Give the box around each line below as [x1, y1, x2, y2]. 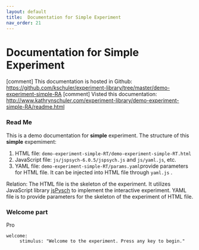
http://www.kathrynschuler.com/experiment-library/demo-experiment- [6, 97, 180, 104]
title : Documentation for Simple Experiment [6, 14, 121, 20]
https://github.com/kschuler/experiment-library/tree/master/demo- [6, 84, 170, 91]
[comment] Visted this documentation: [63, 91, 157, 98]
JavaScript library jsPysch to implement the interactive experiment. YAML [6, 186, 186, 194]
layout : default [6, 8, 46, 15]
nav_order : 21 [6, 20, 42, 26]
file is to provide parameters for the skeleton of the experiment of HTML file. [6, 193, 194, 200]
